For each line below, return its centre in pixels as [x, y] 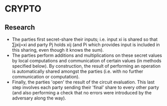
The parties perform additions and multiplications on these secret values [87, 55]
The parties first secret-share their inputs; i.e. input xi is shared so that [85, 39]
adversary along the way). [39, 98]
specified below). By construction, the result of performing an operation [86, 66]
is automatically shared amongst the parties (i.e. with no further [77, 71]
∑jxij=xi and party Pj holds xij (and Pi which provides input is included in [86, 45]
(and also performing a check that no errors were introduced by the [82, 93]
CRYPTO [23, 9]
